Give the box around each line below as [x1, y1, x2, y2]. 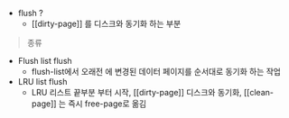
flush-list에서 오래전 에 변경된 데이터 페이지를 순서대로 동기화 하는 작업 [31, 67, 282, 77]
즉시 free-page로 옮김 [67, 98, 147, 109]
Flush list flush [17, 56, 72, 66]
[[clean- [243, 87, 274, 97]
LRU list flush [17, 77, 68, 86]
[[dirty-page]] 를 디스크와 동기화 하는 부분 [31, 18, 182, 29]
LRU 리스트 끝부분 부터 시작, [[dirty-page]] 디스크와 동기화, [31, 87, 242, 97]
